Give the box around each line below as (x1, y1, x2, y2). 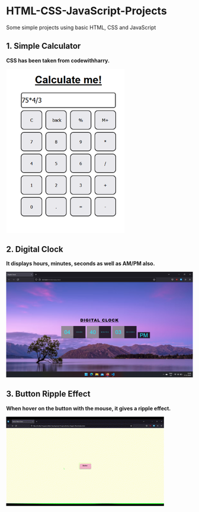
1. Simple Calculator (6, 41, 81, 51)
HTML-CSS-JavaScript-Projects (6, 4, 167, 18)
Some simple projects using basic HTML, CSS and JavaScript (6, 24, 156, 31)
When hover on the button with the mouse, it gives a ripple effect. (6, 404, 171, 412)
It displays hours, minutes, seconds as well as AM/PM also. (6, 260, 155, 267)
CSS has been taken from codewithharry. (6, 56, 110, 64)
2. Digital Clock (6, 244, 63, 254)
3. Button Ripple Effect (6, 389, 91, 399)
